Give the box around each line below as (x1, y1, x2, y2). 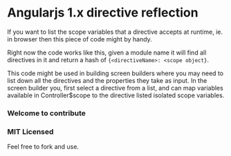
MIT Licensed (7, 126, 54, 136)
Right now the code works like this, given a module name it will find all (7, 48, 207, 57)
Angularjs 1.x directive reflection (7, 5, 198, 21)
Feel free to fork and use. (7, 143, 80, 151)
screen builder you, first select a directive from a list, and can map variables (7, 84, 223, 92)
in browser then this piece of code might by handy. (7, 35, 152, 43)
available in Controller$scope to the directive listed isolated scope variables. (7, 91, 225, 99)
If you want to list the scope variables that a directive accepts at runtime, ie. (7, 28, 223, 36)
